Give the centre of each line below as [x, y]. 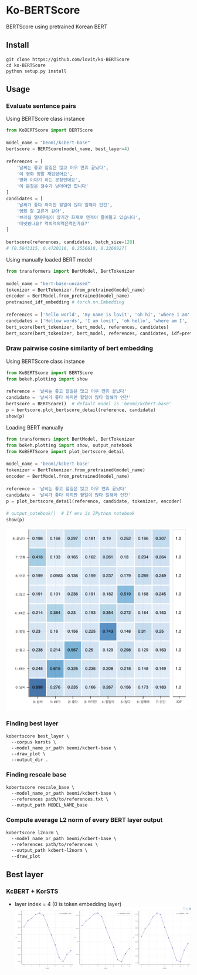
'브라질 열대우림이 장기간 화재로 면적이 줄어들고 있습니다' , [79, 217]
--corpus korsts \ [34, 742]
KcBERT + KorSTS [32, 891]
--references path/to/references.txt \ [60, 799]
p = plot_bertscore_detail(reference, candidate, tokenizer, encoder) [94, 501]
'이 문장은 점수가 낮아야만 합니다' [53, 186]
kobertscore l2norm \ [33, 833]
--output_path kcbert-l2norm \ [50, 851]
